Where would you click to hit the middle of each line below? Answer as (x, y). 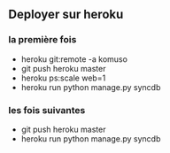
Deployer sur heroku (66, 15)
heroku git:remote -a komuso (74, 59)
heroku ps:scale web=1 (63, 78)
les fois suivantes (47, 110)
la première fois (42, 40)
